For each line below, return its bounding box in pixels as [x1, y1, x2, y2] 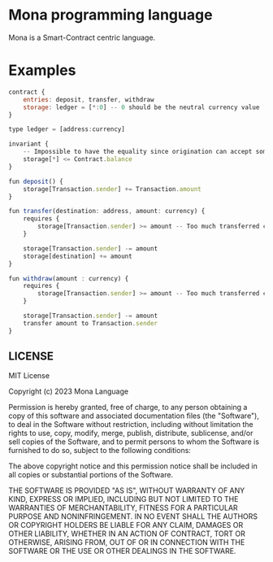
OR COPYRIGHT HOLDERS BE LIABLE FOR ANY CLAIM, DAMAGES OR [8, 521, 244, 530]
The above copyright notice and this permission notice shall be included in [8, 461, 258, 471]
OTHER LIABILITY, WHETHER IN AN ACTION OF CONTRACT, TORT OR [8, 529, 245, 538]
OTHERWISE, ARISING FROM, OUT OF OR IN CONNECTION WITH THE [8, 538, 245, 547]
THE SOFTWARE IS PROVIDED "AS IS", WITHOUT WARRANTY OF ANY [8, 486, 245, 495]
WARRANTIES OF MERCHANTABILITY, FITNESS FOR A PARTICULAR [8, 503, 238, 513]
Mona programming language [8, 6, 213, 24]
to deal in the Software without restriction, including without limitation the [8, 420, 253, 429]
